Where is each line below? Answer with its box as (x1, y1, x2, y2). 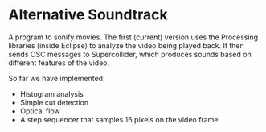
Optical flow (19, 106, 60, 116)
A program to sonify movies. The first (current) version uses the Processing (8, 32, 259, 42)
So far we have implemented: (8, 73, 105, 83)
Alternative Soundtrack (8, 6, 168, 24)
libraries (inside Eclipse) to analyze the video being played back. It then (8, 40, 245, 50)
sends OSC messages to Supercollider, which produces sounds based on (8, 49, 252, 59)
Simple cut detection (19, 97, 89, 107)
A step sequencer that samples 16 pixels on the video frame (19, 114, 219, 124)
